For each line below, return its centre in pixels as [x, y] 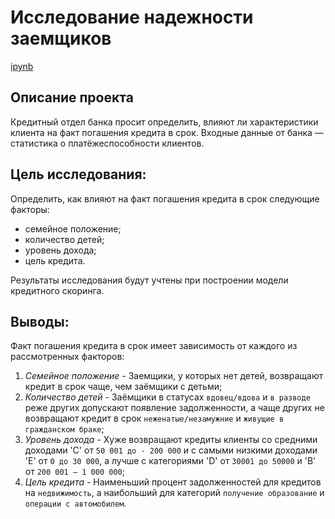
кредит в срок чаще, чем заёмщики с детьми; [123, 387]
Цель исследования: [78, 174]
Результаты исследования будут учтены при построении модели [149, 280]
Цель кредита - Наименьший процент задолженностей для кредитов [173, 482]
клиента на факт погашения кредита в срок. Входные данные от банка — [167, 132]
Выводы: [40, 321]
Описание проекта [72, 97]
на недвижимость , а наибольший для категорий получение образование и [174, 493]
